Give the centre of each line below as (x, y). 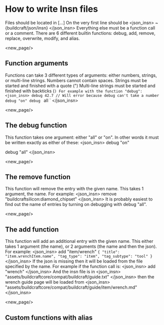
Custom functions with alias (49, 317)
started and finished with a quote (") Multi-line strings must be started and (80, 86)
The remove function (38, 177)
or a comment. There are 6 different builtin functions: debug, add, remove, (80, 33)
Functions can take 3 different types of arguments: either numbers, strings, (81, 75)
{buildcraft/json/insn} (27, 28)
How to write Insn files (52, 9)
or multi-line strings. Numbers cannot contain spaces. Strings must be (76, 80)
